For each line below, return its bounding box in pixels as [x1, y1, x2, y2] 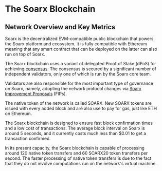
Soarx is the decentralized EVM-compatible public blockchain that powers [5, 36, 154, 41]
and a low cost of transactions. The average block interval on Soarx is [5, 125, 145, 131]
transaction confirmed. [5, 135, 51, 141]
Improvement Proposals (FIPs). [5, 91, 67, 96]
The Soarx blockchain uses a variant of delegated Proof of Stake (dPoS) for [5, 61, 157, 66]
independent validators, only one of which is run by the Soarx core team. [5, 71, 151, 76]
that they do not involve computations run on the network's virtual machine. [5, 161, 157, 166]
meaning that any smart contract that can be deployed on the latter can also [5, 46, 157, 52]
